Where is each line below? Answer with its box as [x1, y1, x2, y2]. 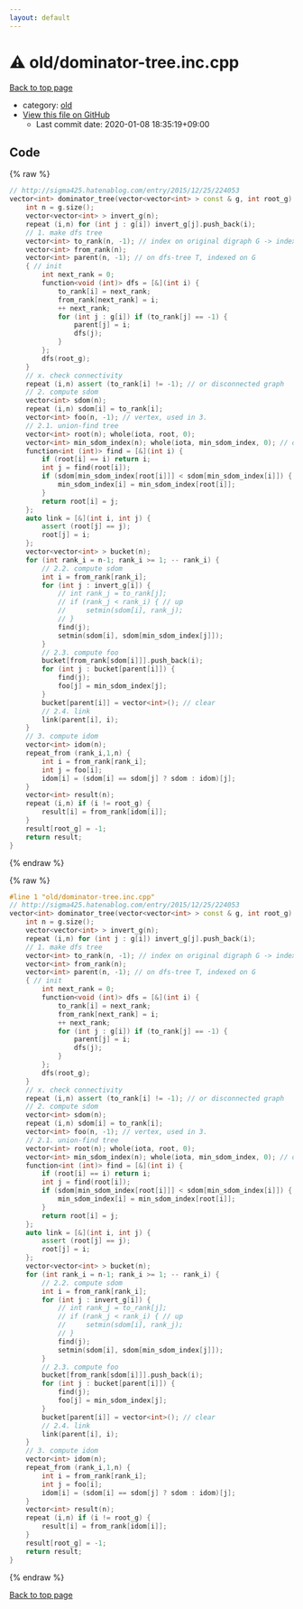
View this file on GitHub [22, 109, 111, 120]
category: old [22, 99, 73, 110]
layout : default [9, 13, 70, 23]
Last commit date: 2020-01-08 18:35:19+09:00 [35, 118, 210, 129]
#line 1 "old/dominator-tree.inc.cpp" [9, 892, 155, 901]
